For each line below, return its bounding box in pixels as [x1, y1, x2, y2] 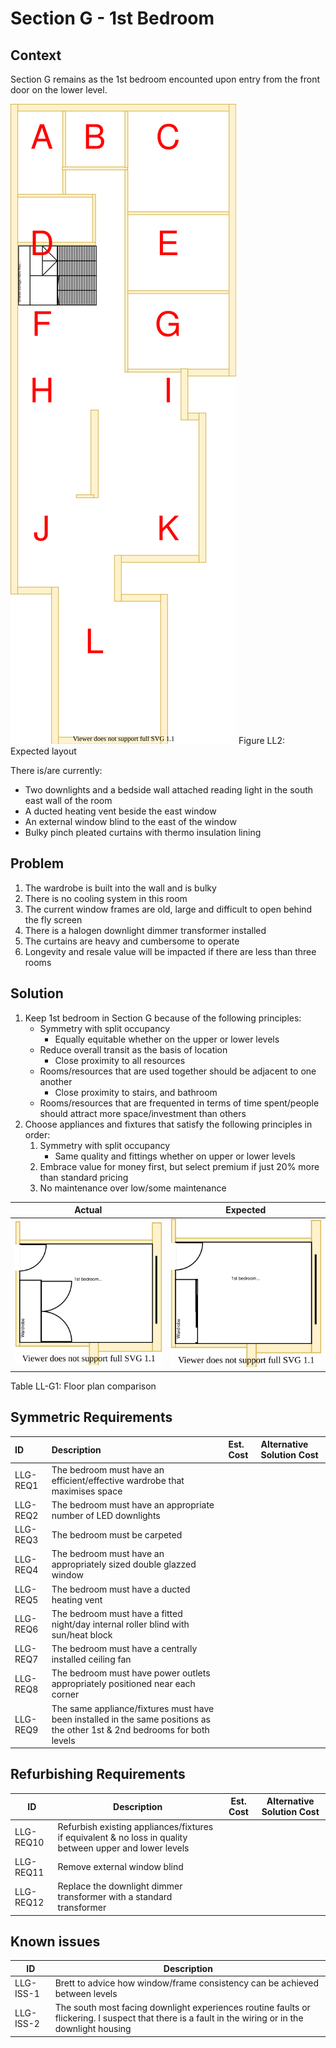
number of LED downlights [51, 1509, 161, 1521]
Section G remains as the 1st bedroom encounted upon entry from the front [10, 73, 320, 85]
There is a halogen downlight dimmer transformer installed [24, 924, 267, 936]
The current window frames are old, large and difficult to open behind [24, 903, 313, 915]
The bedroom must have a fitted [51, 1607, 183, 1619]
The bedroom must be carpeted [51, 1528, 183, 1541]
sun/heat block [51, 1628, 113, 1641]
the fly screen [24, 913, 83, 926]
